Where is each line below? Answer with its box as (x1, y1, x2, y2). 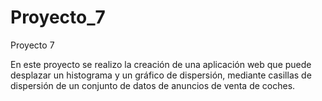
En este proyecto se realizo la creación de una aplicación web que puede (10, 58, 312, 70)
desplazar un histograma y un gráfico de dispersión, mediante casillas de (10, 69, 312, 81)
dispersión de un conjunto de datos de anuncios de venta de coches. (10, 79, 296, 91)
